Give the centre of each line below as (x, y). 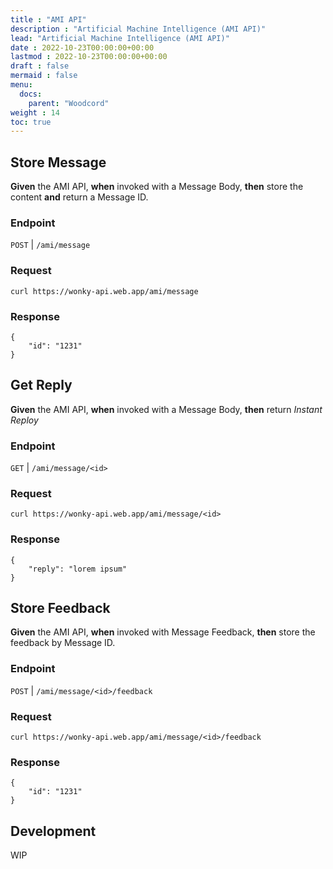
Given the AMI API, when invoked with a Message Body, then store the (157, 187)
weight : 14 (35, 112)
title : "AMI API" (48, 19)
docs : (31, 94)
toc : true (31, 122)
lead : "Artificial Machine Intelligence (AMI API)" (120, 38)
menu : (21, 85)
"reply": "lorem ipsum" (78, 569)
